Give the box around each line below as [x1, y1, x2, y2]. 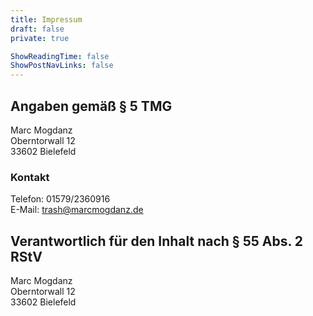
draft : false [10, 24, 65, 34]
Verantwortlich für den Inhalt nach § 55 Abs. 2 [10, 232, 304, 250]
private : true [10, 33, 70, 43]
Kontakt [10, 170, 50, 184]
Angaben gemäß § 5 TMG [10, 97, 173, 115]
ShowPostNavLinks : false [10, 61, 114, 71]
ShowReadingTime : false [10, 51, 110, 61]
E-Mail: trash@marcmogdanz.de [10, 204, 144, 216]
